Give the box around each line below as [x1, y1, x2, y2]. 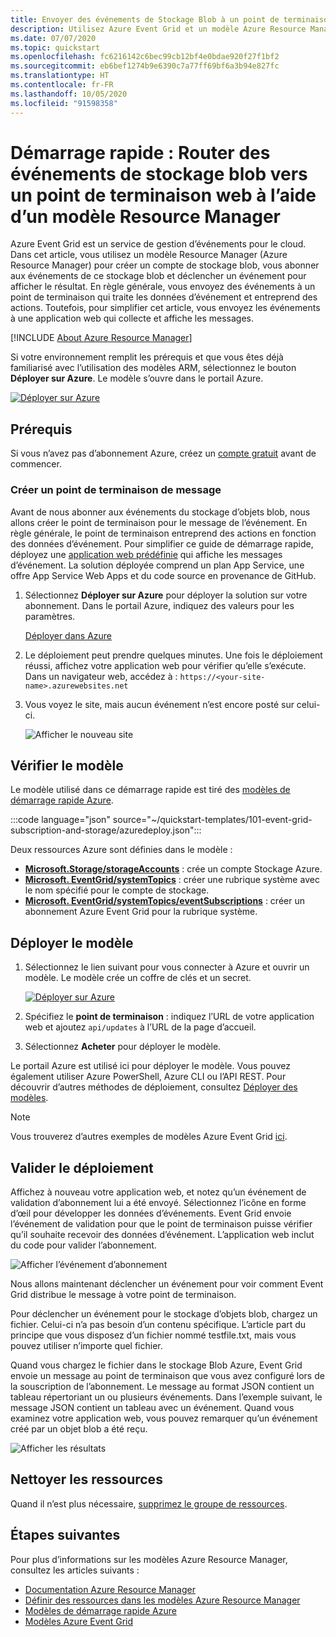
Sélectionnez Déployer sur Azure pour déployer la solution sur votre [24, 589, 308, 601]
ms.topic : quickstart [10, 42, 101, 53]
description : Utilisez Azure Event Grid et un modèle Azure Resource [10, 24, 307, 34]
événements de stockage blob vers [10, 162, 308, 185]
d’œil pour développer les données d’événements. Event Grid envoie [10, 1207, 292, 1219]
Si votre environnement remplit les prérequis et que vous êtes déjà [10, 351, 284, 363]
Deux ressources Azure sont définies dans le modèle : [10, 844, 233, 856]
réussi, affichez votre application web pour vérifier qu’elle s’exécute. [24, 659, 307, 671]
